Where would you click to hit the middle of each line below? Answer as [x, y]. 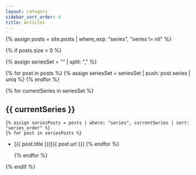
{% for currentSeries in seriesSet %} [50, 91]
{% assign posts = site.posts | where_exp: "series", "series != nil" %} [89, 39]
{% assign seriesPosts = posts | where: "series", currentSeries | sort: [98, 123]
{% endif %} [21, 167]
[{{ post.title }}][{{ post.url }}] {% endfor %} [67, 144]
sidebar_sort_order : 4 [33, 17]
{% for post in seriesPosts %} [44, 133]
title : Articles [25, 22]
